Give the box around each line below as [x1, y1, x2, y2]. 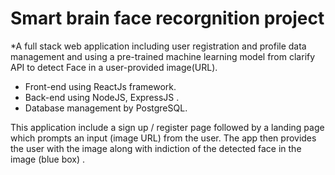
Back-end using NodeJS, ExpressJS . [24, 91, 180, 103]
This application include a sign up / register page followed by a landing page [10, 121, 325, 133]
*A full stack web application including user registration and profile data [10, 40, 307, 52]
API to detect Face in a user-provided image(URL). [10, 61, 218, 73]
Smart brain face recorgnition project [10, 7, 325, 30]
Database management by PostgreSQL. [24, 102, 188, 114]
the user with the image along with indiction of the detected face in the [10, 142, 302, 154]
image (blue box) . [10, 153, 86, 165]
